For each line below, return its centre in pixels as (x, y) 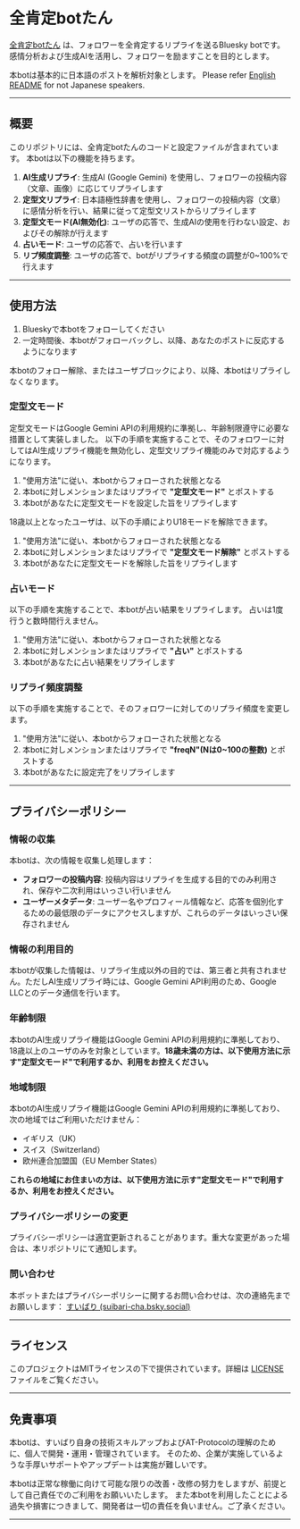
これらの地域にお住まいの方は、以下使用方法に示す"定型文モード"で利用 (143, 1180)
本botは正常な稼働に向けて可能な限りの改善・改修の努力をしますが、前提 (144, 1483)
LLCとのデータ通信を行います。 (67, 993)
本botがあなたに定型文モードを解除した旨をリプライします (130, 563)
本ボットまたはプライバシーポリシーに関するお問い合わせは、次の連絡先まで (150, 1295)
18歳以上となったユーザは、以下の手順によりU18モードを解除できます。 (141, 521)
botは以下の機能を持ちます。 (87, 158)
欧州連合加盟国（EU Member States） (92, 1161)
